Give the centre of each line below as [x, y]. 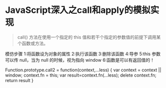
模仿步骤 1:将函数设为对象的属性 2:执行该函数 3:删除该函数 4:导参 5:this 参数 [83, 54]
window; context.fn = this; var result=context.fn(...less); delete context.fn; [81, 75]
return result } [19, 80]
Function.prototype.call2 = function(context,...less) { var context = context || [83, 70]
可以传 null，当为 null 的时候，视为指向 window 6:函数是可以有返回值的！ [80, 60]
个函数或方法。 [33, 43]
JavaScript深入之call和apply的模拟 [78, 10]
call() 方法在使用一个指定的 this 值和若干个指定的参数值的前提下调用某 [89, 37]
